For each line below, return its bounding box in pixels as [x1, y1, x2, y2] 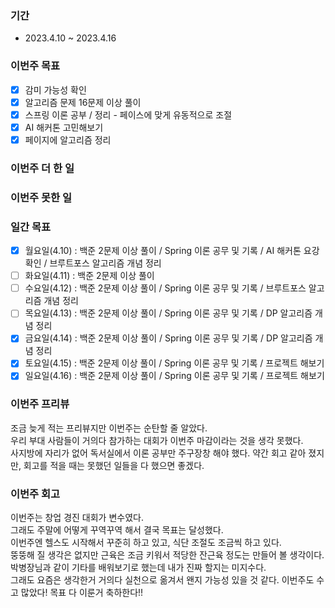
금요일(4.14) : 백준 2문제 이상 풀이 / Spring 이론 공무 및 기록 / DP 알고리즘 [24, 332, 313, 344]
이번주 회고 [10, 487, 61, 501]
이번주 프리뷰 [10, 397, 70, 411]
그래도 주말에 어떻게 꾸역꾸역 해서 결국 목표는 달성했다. [10, 524, 224, 536]
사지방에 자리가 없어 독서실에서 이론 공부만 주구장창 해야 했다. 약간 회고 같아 [10, 447, 307, 459]
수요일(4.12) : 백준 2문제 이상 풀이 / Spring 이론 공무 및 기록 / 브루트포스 [24, 282, 307, 294]
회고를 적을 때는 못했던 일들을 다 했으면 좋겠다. [23, 459, 205, 471]
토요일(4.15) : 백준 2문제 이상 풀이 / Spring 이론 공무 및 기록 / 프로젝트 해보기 [24, 357, 325, 369]
